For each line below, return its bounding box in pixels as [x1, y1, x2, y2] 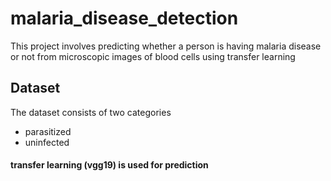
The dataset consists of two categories [10, 106, 172, 118]
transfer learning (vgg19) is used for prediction [10, 159, 209, 171]
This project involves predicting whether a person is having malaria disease [10, 40, 322, 52]
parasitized [24, 125, 72, 137]
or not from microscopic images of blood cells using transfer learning [10, 50, 296, 62]
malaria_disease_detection [10, 7, 239, 30]
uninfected [24, 136, 70, 148]
